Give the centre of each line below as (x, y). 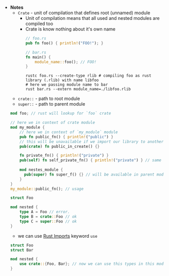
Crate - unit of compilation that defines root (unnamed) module (84, 13)
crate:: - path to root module (49, 98)
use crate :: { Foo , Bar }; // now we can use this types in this (87, 264)
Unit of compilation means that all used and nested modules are (92, 18)
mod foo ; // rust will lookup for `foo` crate (61, 114)
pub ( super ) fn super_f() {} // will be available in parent (89, 174)
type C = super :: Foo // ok (48, 221)
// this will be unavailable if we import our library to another (92, 142)
